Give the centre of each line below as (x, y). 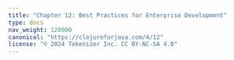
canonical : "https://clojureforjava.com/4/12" (86, 37)
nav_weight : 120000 (40, 30)
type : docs (26, 23)
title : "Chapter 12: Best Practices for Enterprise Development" (117, 15)
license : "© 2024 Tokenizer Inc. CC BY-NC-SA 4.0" (93, 44)
